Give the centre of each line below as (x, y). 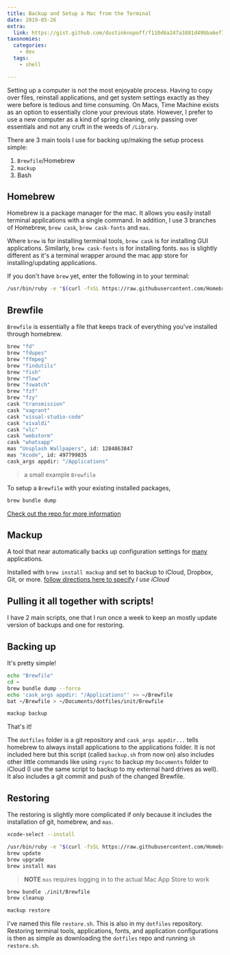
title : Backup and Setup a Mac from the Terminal (79, 13)
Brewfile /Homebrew (46, 160)
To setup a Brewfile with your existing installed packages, (89, 487)
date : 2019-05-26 (32, 20)
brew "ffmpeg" (27, 359)
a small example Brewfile (60, 474)
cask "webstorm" (30, 436)
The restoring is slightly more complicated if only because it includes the (110, 815)
